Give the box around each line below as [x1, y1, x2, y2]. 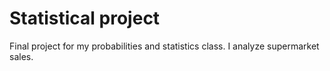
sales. [9, 50, 34, 62]
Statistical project [9, 7, 161, 30]
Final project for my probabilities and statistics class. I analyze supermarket [9, 40, 320, 52]
